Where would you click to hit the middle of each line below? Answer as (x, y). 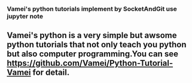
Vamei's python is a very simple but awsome (92, 35)
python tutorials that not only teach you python (97, 45)
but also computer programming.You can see (93, 54)
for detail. (51, 73)
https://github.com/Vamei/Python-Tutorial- (90, 63)
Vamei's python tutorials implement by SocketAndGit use (92, 9)
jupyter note (25, 16)
